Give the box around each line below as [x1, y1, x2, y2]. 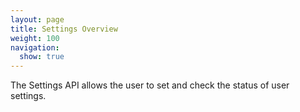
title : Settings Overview [10, 24, 118, 34]
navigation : [10, 42, 60, 53]
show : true [19, 52, 65, 62]
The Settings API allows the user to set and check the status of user [10, 79, 290, 91]
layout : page [10, 14, 65, 25]
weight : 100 [10, 33, 60, 43]
